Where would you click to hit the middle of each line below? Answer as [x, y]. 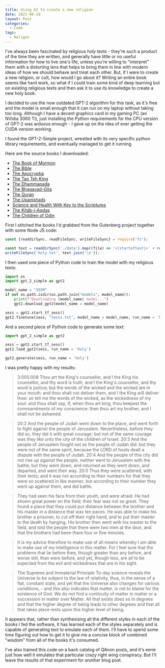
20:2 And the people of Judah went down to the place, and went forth [88, 423]
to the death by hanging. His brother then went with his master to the [87, 522]
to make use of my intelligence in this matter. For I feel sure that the [85, 548]
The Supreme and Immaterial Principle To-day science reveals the [84, 573]
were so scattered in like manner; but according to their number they [86, 481]
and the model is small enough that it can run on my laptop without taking [79, 108]
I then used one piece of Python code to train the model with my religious [79, 262]
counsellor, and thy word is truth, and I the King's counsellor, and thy [86, 382]
